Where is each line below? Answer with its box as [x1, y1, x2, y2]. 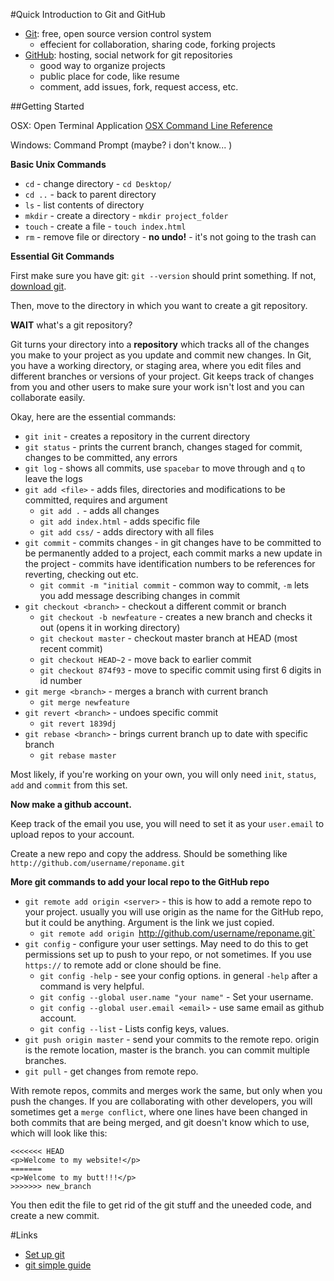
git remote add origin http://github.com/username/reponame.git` [39, 927, 316, 939]
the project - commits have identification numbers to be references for [24, 558, 316, 569]
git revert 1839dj [39, 719, 117, 729]
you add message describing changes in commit [39, 590, 241, 601]
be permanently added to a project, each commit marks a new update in [24, 547, 323, 559]
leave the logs [24, 473, 83, 484]
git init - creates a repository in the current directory [24, 430, 251, 442]
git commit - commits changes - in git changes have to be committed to [24, 537, 322, 548]
